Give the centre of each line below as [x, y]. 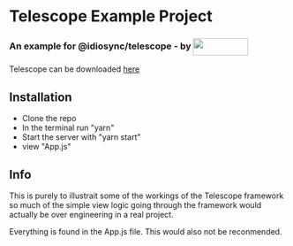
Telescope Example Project [111, 16]
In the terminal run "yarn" [68, 128]
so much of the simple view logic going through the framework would [135, 205]
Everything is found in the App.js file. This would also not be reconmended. [146, 232]
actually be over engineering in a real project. [91, 215]
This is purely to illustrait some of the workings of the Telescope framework [146, 196]
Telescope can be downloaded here [75, 69]
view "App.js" [46, 147]
